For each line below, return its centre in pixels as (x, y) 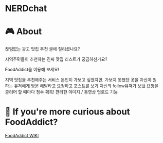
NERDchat (26, 8)
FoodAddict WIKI (22, 136)
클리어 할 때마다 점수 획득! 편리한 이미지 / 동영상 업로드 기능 (62, 92)
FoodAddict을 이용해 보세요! (32, 70)
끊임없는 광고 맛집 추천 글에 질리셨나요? (43, 49)
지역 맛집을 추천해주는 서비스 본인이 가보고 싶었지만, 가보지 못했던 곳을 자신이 (78, 80)
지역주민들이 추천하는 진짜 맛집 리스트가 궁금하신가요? (56, 59)
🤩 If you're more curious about (68, 112)
